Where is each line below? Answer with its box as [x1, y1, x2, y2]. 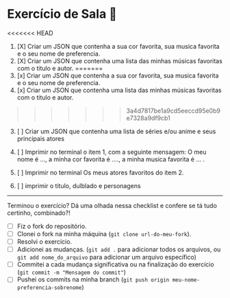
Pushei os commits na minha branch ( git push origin [16, 275, 170, 284]
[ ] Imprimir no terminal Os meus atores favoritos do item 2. [16, 168, 184, 176]
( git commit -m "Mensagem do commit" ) [16, 268, 127, 277]
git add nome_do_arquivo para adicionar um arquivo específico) [16, 253, 197, 262]
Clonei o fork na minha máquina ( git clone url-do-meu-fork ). [16, 230, 192, 238]
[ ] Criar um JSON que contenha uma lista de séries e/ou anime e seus [16, 127, 216, 135]
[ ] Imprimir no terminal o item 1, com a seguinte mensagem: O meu [16, 148, 207, 156]
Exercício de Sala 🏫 [7, 6, 118, 22]
